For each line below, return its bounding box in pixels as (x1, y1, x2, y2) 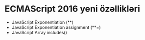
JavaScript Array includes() (11, 29, 67, 35)
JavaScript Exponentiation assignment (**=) (11, 24, 101, 30)
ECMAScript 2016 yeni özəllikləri (4, 3, 140, 14)
